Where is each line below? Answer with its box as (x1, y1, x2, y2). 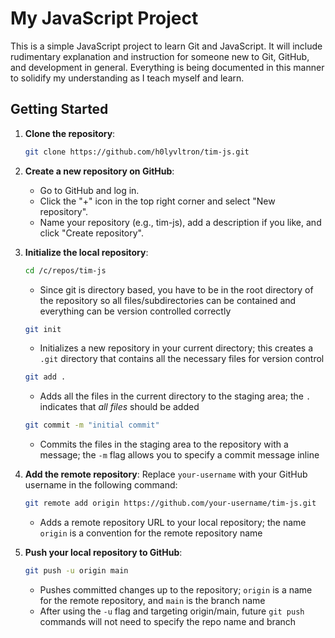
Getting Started (10, 101, 109, 118)
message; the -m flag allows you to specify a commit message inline (39, 449, 320, 461)
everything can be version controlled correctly (39, 305, 232, 317)
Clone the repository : (24, 127, 116, 139)
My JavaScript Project (10, 7, 199, 30)
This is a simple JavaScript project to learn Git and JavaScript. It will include (10, 40, 323, 52)
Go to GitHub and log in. (39, 184, 140, 196)
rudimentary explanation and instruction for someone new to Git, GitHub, (10, 50, 310, 62)
